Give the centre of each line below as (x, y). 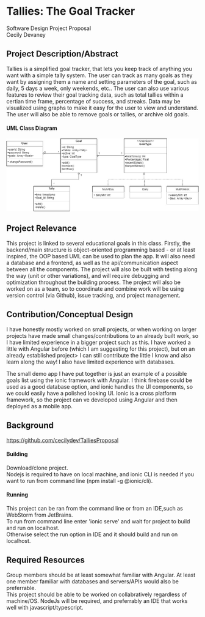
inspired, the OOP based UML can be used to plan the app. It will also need (101, 256)
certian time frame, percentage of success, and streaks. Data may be (93, 101)
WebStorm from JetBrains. (40, 515)
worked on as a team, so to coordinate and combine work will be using (95, 288)
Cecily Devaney (26, 34)
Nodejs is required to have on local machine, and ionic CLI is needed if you (100, 474)
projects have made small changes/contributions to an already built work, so (103, 335)
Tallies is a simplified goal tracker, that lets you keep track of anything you (99, 69)
